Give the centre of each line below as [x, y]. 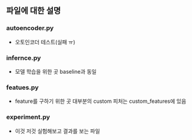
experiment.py [28, 117]
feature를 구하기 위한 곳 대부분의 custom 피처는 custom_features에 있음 [100, 101]
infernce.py [24, 57]
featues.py [22, 87]
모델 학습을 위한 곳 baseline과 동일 [56, 71]
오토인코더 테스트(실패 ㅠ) [45, 42]
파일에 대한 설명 [34, 11]
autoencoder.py [30, 28]
